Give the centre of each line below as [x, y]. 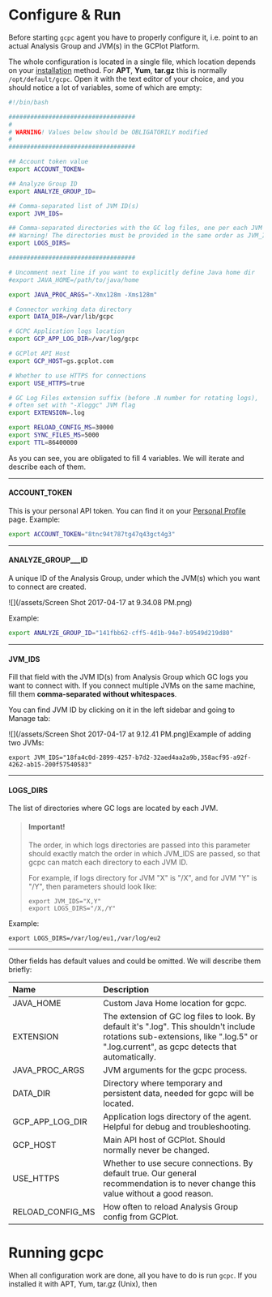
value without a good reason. [158, 1193]
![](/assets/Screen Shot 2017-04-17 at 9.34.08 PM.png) [100, 603]
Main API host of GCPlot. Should [164, 1140]
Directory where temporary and [163, 1083]
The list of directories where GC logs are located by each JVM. [113, 808]
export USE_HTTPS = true [47, 383]
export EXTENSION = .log [47, 413]
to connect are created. [47, 587]
